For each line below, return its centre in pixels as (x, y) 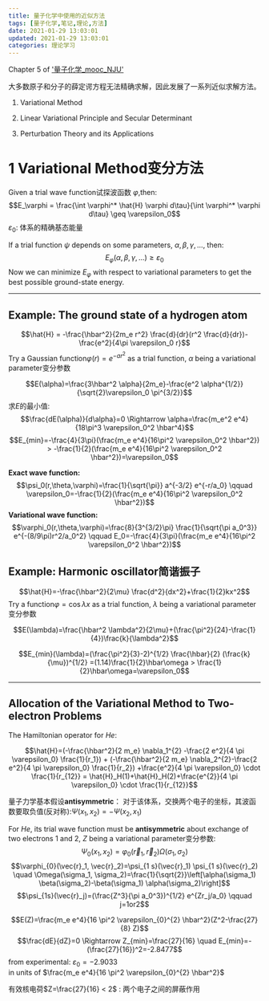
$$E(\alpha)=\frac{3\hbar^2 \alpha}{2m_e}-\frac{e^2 (112, 384)
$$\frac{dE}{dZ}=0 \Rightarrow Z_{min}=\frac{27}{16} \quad (117, 941)
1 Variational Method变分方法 (106, 169)
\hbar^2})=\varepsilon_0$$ (134, 457)
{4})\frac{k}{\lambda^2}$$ (134, 638)
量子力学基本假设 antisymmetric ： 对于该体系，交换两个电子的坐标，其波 (129, 802)
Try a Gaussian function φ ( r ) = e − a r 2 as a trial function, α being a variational (132, 357)
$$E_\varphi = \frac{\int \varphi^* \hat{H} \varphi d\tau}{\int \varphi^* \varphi (134, 205)
